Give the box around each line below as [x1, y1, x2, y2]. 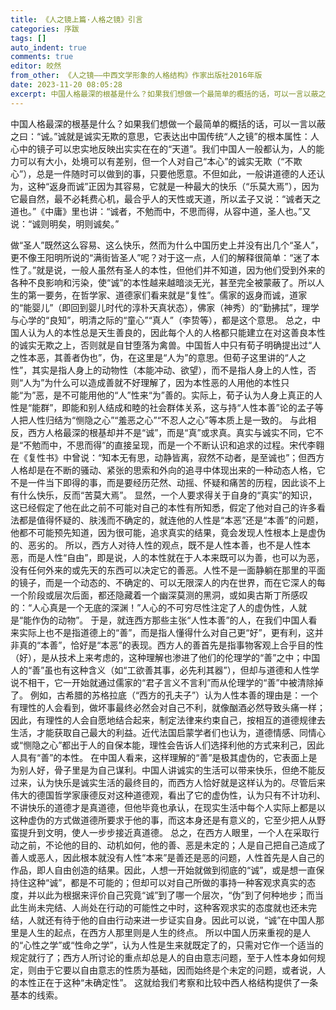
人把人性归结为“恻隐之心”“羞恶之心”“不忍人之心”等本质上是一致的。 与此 [10, 414, 308, 426]
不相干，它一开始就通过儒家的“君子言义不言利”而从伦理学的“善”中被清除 [18, 676, 315, 688]
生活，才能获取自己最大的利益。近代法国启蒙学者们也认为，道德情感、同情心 [10, 726, 326, 738]
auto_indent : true [10, 42, 87, 53]
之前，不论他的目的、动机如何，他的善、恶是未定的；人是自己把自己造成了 [18, 839, 326, 851]
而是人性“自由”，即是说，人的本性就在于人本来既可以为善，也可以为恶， [27, 551, 325, 563]
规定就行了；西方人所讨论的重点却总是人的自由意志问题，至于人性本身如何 [10, 951, 317, 963]
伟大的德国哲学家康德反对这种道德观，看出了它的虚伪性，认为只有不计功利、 [10, 789, 326, 801]
